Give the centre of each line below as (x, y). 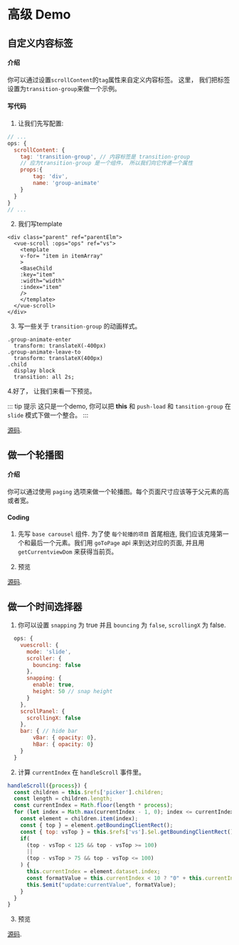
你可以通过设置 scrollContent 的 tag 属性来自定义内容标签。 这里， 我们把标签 (119, 80)
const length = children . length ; (63, 799)
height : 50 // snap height (73, 692)
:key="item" (38, 275)
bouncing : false (57, 665)
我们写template (40, 224)
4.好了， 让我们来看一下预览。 (52, 391)
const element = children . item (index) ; (79, 819)
